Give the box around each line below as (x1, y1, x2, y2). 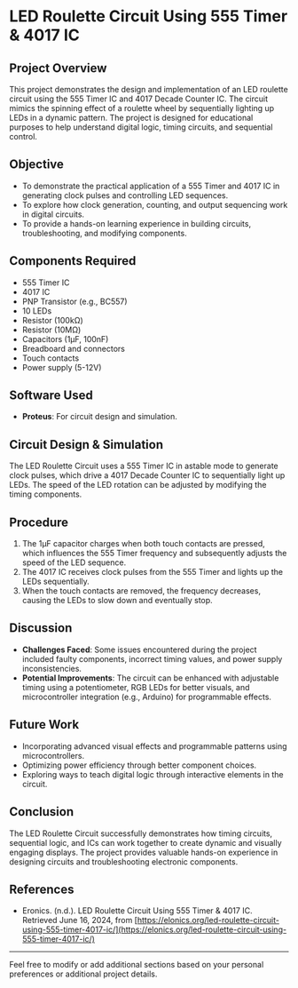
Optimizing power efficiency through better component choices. (21, 760, 257, 770)
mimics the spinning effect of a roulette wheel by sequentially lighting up (9, 103, 275, 113)
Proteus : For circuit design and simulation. (21, 411, 177, 422)
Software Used (9, 388, 93, 403)
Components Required (9, 253, 137, 268)
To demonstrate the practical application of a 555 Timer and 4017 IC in (21, 180, 280, 191)
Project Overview (9, 60, 107, 76)
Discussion (9, 620, 73, 636)
